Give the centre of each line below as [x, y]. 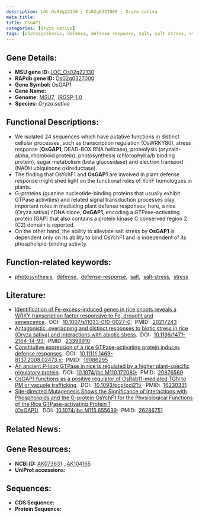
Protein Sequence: [38, 509]
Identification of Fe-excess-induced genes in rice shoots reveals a [95, 310]
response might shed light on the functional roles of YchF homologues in [103, 180]
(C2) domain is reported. [45, 225]
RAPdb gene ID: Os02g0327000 [54, 78]
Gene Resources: [38, 449]
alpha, [22, 155]
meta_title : [21, 17]
